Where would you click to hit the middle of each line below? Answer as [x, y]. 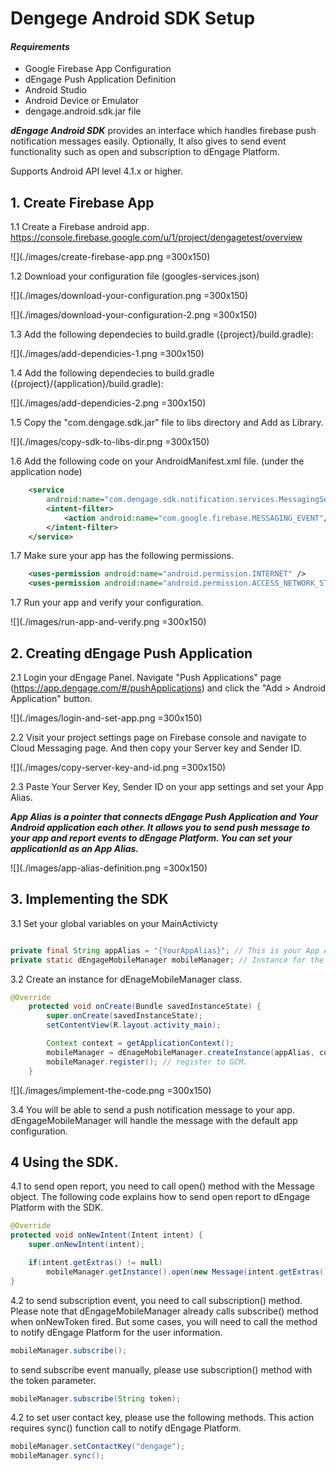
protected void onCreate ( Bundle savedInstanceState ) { [145, 1007]
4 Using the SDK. [64, 1162]
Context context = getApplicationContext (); [140, 1043]
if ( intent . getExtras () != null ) [95, 1263]
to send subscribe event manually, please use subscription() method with [161, 1369]
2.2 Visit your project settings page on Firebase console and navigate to [158, 738]
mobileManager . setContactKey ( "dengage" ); [98, 1447]
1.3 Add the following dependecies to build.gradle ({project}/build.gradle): [162, 334]
